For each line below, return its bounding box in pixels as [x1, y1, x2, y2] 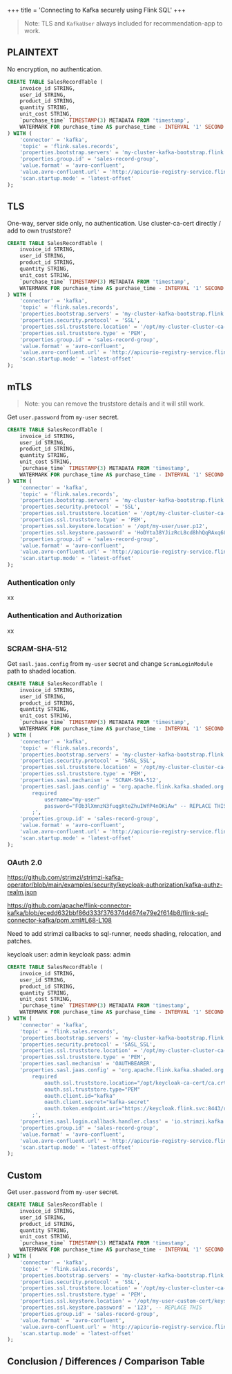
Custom [7, 1169, 42, 1181]
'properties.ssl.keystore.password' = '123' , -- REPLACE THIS [19, 1304, 202, 1311]
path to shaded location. [7, 667, 77, 675]
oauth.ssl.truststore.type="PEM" [43, 1086, 140, 1093]
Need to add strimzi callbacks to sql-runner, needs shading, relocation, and [7, 930, 222, 937]
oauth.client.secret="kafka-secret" [43, 1099, 150, 1106]
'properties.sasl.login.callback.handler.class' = [19, 1118, 168, 1125]
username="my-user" [43, 796, 100, 803]
